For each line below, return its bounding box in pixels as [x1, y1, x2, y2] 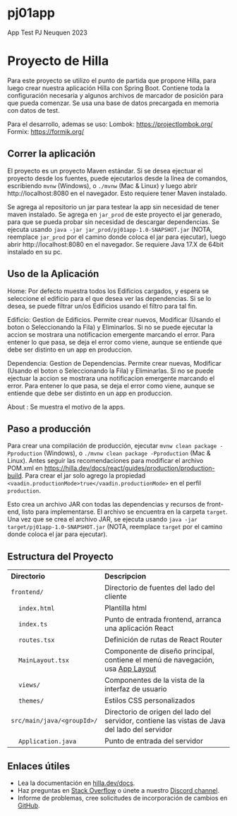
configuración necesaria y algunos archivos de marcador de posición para [7, 91, 224, 99]
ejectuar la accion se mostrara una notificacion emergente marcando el [7, 373, 215, 382]
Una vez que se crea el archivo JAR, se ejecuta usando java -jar [7, 515, 197, 524]
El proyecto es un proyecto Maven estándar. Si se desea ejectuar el [7, 166, 203, 175]
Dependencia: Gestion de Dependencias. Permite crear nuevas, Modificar [7, 359, 222, 367]
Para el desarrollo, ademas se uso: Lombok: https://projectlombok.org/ [7, 120, 213, 128]
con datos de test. [7, 106, 60, 114]
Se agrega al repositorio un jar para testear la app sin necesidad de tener [7, 202, 220, 211]
